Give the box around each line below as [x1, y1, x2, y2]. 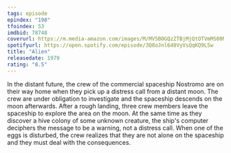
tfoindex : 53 [7, 23, 45, 30]
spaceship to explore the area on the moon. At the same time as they [7, 109, 202, 117]
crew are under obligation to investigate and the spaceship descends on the [7, 94, 223, 103]
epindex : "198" [7, 16, 51, 23]
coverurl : [7, 36, 36, 43]
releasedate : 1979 [7, 55, 60, 62]
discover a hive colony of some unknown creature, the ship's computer [7, 116, 209, 124]
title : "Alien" [7, 49, 51, 56]
